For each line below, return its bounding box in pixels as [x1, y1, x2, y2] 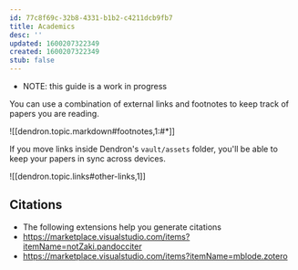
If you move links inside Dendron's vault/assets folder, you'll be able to [9, 143, 278, 154]
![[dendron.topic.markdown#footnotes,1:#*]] [9, 126, 176, 137]
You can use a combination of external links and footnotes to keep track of [9, 99, 290, 109]
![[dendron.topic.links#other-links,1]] [9, 171, 146, 182]
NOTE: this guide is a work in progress [22, 81, 167, 91]
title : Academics [9, 22, 76, 31]
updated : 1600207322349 [9, 38, 100, 48]
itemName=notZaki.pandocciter [22, 241, 143, 252]
